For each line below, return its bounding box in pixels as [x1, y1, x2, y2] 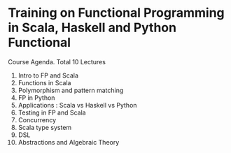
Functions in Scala [17, 78, 71, 87]
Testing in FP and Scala [17, 108, 86, 117]
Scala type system [17, 123, 72, 131]
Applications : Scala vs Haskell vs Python [17, 101, 137, 109]
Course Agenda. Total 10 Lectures [8, 57, 106, 66]
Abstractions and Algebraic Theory [17, 138, 120, 146]
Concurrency [17, 115, 57, 124]
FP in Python [17, 93, 55, 102]
